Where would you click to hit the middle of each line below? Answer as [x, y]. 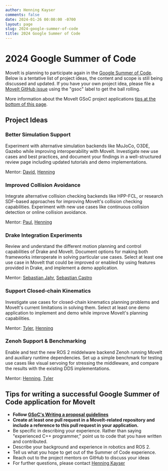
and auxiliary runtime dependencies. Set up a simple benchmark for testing [84, 357]
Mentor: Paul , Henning [29, 222]
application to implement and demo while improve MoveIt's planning [77, 312]
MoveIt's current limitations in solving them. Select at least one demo [77, 307]
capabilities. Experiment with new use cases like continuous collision [77, 207]
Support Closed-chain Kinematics [48, 291]
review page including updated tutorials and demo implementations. [76, 162]
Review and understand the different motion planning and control [73, 246]
